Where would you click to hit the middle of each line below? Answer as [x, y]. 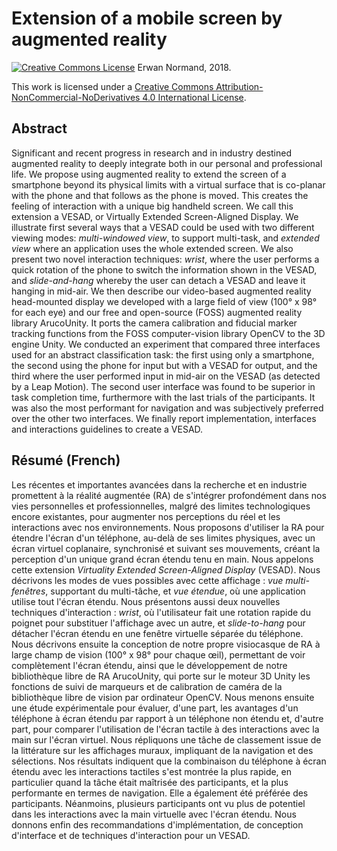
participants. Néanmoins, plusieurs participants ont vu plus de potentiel [158, 803]
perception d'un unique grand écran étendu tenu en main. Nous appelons [162, 559]
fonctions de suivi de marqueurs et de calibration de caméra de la [147, 686]
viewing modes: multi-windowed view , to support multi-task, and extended [165, 238]
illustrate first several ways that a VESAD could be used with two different [163, 227]
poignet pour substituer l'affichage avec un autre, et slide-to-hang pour [158, 623]
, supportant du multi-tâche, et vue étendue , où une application [175, 591]
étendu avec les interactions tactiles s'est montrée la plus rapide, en [152, 771]
